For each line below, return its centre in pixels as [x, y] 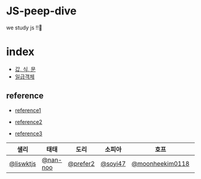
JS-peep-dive [41, 11]
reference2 [29, 122]
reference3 [29, 134]
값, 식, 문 [25, 69]
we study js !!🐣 [24, 28]
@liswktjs [23, 163]
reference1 [28, 110]
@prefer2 [81, 163]
